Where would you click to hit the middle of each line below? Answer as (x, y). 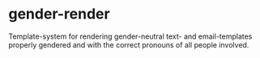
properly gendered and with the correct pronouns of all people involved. (129, 44)
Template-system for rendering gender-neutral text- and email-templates (130, 36)
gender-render (60, 14)
